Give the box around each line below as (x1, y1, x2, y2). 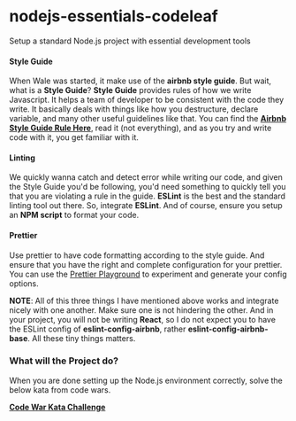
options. (9, 277, 40, 289)
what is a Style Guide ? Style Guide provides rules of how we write (9, 85, 252, 96)
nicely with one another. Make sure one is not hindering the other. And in (9, 304, 274, 316)
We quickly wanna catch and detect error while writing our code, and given (9, 172, 283, 183)
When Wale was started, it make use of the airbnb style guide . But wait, (9, 75, 272, 86)
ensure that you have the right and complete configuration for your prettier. (9, 259, 283, 269)
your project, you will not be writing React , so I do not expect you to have (9, 314, 277, 324)
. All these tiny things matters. (27, 332, 136, 343)
